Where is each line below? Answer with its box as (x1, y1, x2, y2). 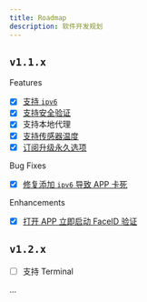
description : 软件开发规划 (9, 22, 103, 31)
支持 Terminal (22, 266, 74, 277)
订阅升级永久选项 (22, 142, 87, 153)
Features (9, 77, 43, 88)
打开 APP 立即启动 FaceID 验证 (22, 216, 138, 226)
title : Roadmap (9, 13, 67, 23)
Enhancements (9, 196, 65, 207)
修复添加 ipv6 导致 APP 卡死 (22, 178, 128, 189)
